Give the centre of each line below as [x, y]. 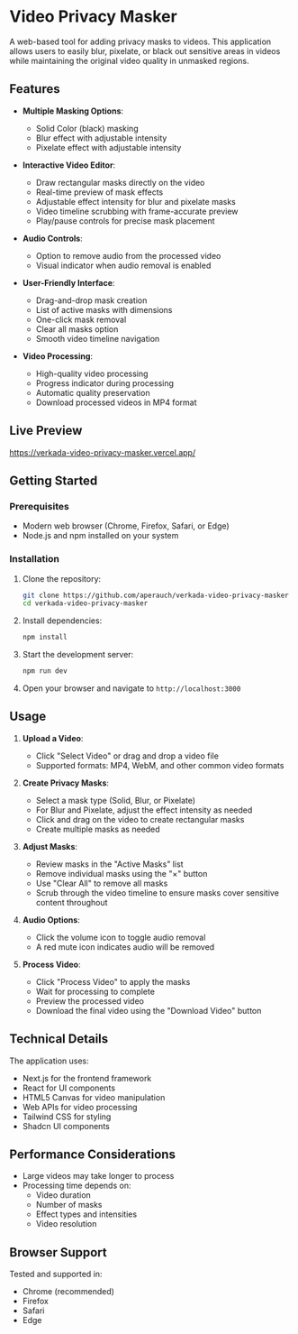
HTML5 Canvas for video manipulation [94, 1097]
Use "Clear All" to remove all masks [102, 883]
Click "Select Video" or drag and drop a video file [127, 756]
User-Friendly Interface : [68, 282]
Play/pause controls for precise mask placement [125, 221]
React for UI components [68, 1088]
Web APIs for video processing [80, 1107]
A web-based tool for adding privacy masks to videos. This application [140, 41]
